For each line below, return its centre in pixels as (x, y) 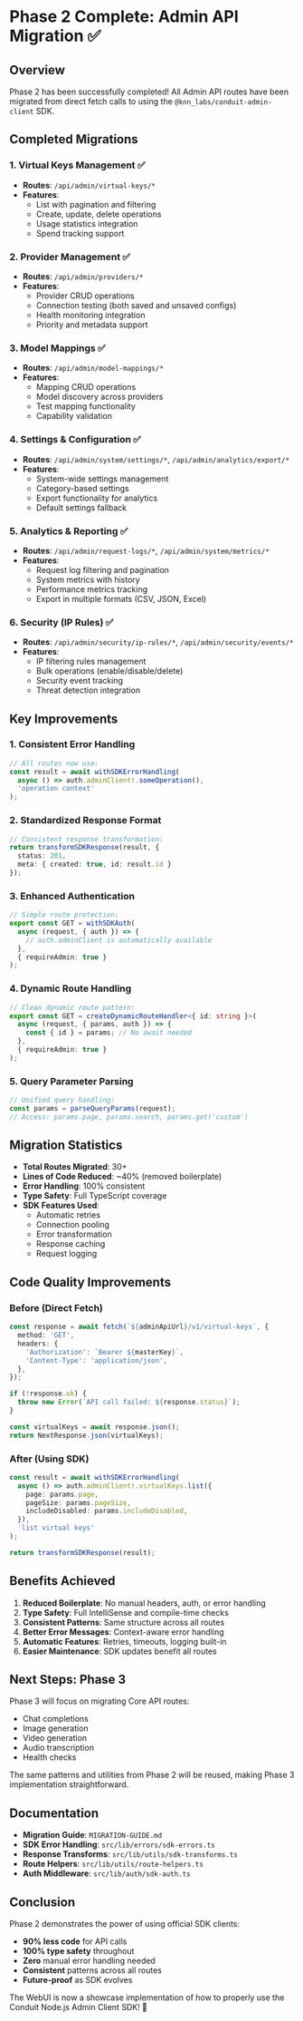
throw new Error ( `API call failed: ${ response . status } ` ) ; (129, 1403)
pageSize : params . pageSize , (78, 1502)
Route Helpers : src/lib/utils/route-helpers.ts (113, 1864)
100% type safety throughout (78, 1951)
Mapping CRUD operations (86, 387)
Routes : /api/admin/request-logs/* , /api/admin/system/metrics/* (146, 550)
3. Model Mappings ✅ (57, 348)
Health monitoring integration (90, 315)
